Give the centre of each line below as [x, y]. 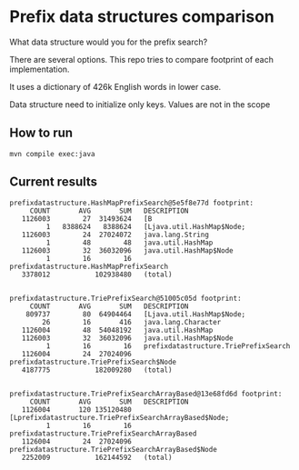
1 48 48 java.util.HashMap [130, 243]
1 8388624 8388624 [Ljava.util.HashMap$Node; [146, 226]
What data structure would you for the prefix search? [109, 42]
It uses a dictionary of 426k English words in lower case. [115, 86]
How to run [41, 133]
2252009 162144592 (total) [97, 457]
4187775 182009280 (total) [97, 370]
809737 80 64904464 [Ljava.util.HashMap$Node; [136, 314]
